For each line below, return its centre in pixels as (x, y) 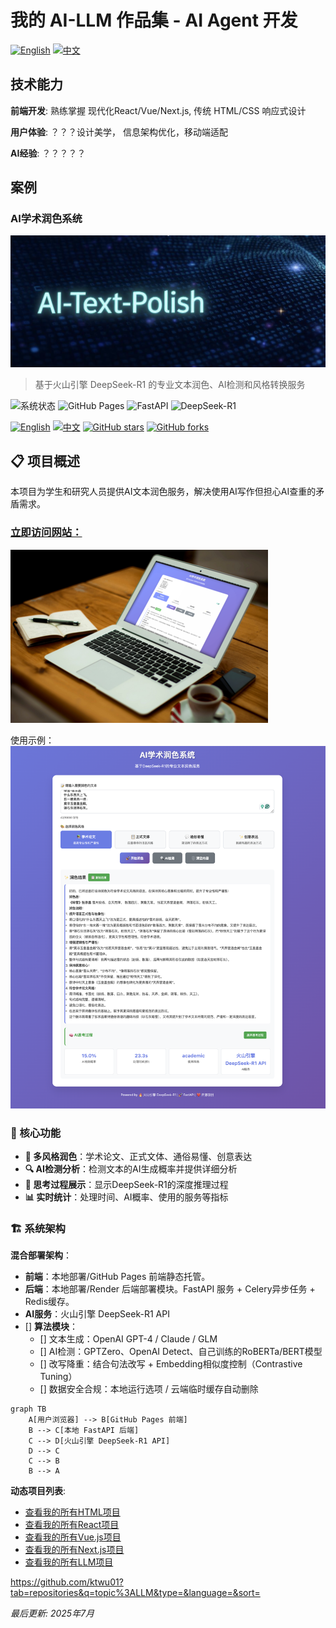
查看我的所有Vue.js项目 (73, 1537)
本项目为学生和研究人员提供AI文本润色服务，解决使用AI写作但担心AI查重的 (163, 492)
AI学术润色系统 (46, 219)
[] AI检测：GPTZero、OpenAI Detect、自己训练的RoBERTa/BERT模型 (181, 1352)
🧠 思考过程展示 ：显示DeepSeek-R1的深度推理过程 (126, 1184)
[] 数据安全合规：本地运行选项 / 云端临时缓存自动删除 (149, 1389)
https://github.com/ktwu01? (67, 1582)
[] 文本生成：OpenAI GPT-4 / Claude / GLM (128, 1339)
